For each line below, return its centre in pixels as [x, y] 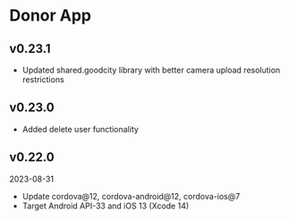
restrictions [43, 80]
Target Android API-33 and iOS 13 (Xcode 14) [106, 206]
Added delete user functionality [80, 129]
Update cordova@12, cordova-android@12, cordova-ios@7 [131, 196]
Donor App [51, 16]
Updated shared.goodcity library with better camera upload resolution [151, 70]
